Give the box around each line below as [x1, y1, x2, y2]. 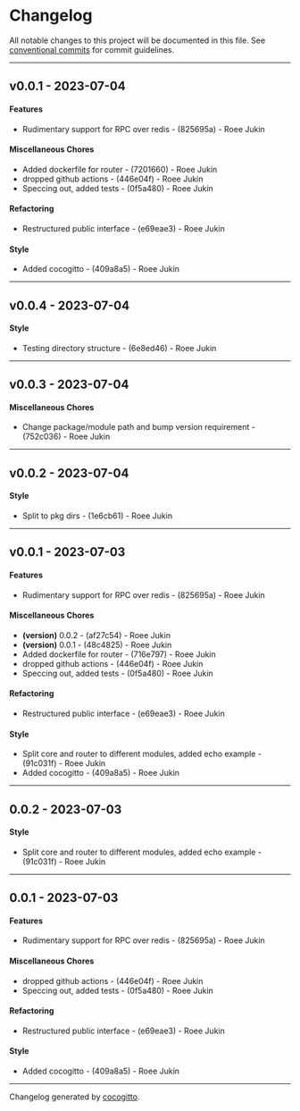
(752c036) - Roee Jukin [21, 431, 111, 442]
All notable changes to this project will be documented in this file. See [9, 35, 266, 46]
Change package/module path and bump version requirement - [21, 422, 256, 433]
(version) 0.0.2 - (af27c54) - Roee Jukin [21, 629, 171, 640]
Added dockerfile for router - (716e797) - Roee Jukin [21, 649, 216, 660]
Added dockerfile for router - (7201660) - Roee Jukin [21, 164, 218, 174]
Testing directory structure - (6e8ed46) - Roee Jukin [21, 342, 217, 353]
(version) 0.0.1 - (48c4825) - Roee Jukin [21, 639, 172, 650]
